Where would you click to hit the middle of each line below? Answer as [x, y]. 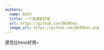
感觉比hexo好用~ [22, 43]
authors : [14, 10]
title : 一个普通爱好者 [30, 19]
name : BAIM [21, 14]
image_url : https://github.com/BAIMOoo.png [54, 28]
